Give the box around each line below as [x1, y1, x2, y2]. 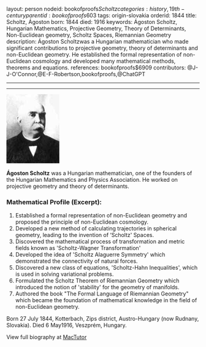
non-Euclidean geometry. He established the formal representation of [6, 51, 182, 58]
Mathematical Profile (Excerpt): [6, 198, 102, 206]
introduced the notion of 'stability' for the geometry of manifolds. [15, 284, 180, 291]
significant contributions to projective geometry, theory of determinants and [6, 44, 198, 52]
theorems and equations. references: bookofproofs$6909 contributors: [6, 64, 186, 71]
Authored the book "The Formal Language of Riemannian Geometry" [15, 290, 189, 297]
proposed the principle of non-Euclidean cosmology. [15, 218, 149, 226]
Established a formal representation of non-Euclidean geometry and [15, 212, 188, 219]
